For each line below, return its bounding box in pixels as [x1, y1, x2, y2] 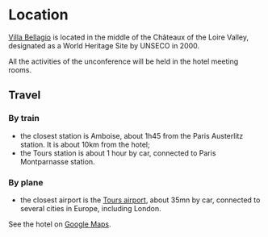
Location [8, 6, 69, 24]
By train [8, 113, 40, 124]
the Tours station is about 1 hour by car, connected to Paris [19, 148, 216, 158]
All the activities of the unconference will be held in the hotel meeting [8, 56, 239, 66]
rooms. [8, 64, 32, 74]
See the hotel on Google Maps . [8, 219, 111, 229]
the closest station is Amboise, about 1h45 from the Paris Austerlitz [19, 131, 244, 140]
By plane [8, 177, 44, 188]
